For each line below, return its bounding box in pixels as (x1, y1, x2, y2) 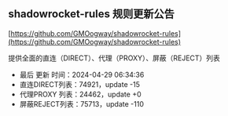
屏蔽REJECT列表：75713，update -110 (19, 99, 144, 108)
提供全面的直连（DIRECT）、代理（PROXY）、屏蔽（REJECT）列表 (8, 53, 220, 63)
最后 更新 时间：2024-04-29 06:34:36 (19, 70, 145, 79)
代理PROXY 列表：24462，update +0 (19, 89, 142, 99)
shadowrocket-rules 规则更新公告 (8, 7, 175, 21)
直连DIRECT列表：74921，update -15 (19, 79, 140, 89)
